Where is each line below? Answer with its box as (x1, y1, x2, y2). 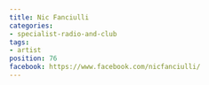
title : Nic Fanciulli (9, 12, 90, 22)
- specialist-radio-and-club (9, 29, 117, 38)
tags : (9, 37, 29, 47)
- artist (9, 46, 42, 55)
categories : (9, 21, 53, 30)
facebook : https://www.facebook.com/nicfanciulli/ (9, 63, 201, 72)
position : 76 (9, 54, 58, 63)
